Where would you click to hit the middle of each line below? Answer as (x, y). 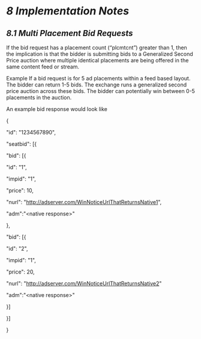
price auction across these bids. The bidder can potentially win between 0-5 (100, 91)
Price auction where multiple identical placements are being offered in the (97, 60)
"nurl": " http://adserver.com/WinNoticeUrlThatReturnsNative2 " (84, 283)
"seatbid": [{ (22, 144)
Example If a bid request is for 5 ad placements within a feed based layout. (98, 78)
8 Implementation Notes (68, 11)
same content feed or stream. (43, 67)
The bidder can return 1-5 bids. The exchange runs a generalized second (97, 85)
